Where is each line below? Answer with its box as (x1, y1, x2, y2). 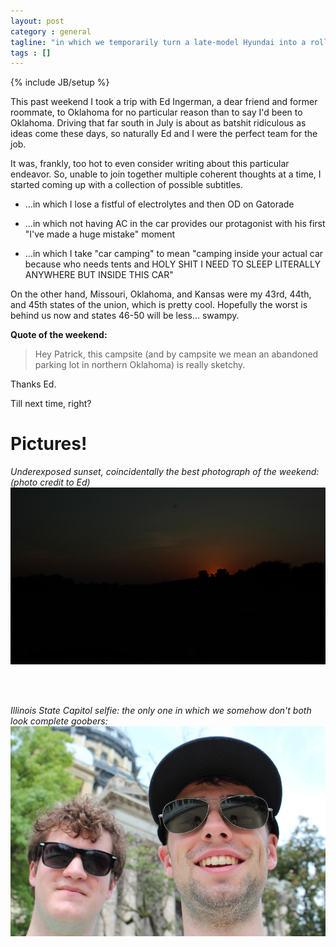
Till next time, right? (10, 398, 92, 410)
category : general (10, 26, 92, 37)
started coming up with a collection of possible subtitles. (10, 179, 243, 191)
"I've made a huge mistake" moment (24, 228, 176, 240)
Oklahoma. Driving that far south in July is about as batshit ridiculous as (10, 117, 307, 129)
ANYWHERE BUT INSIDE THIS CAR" (24, 269, 174, 281)
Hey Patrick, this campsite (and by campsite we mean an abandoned (34, 348, 319, 360)
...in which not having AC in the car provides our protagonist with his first (24, 218, 326, 230)
